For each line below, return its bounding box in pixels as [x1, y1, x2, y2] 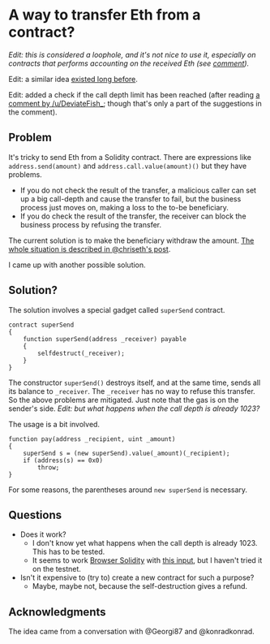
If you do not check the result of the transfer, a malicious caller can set [19, 185, 257, 195]
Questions [8, 508, 62, 521]
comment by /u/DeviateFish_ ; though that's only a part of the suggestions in [8, 98, 262, 108]
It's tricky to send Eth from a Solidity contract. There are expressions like [8, 152, 251, 162]
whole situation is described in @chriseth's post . [8, 244, 171, 253]
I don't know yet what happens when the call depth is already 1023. [32, 538, 258, 548]
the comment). [8, 107, 58, 117]
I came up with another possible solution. [8, 260, 146, 270]
